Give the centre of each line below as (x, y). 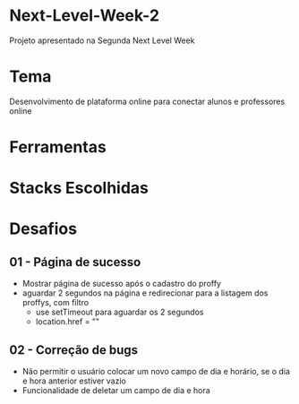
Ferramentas (58, 147)
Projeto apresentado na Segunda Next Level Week (102, 40)
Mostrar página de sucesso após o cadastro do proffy (122, 284)
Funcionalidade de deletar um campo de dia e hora (116, 391)
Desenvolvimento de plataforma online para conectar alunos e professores (147, 101)
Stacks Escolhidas (79, 188)
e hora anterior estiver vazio (74, 381)
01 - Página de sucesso (75, 262)
